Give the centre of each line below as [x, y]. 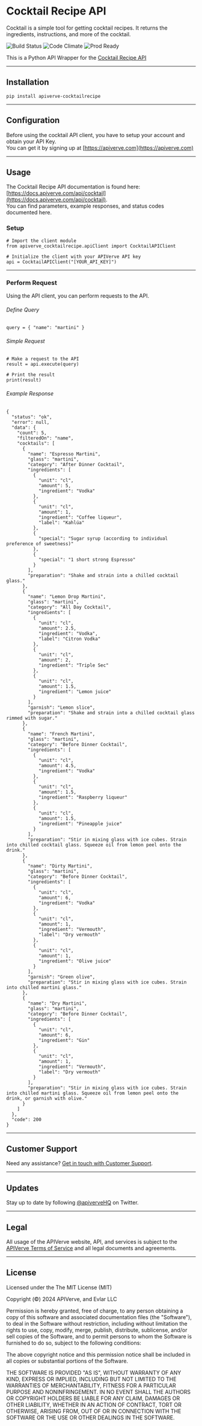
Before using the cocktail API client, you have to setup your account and [96, 135]
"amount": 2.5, [57, 628]
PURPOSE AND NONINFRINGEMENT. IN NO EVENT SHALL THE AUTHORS [99, 1392]
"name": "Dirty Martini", [60, 866]
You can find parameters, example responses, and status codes [85, 206]
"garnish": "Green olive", [62, 977]
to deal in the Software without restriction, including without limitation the [97, 1323]
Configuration [33, 120]
